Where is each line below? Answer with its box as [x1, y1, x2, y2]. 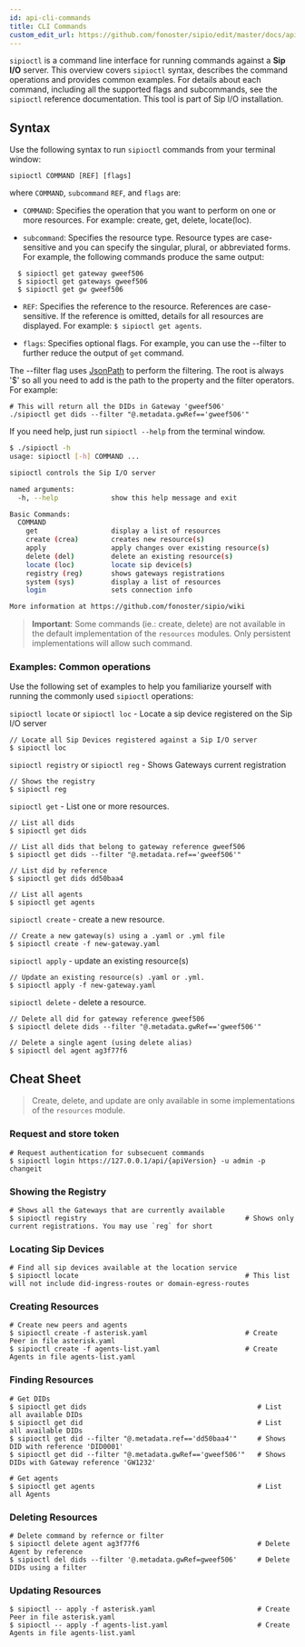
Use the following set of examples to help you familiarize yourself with [9, 681, 272, 692]
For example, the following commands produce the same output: [22, 252, 265, 263]
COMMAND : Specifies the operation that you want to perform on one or [22, 205, 277, 216]
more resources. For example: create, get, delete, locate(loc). [22, 215, 252, 225]
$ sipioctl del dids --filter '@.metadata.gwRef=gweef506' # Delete [9, 1555, 290, 1564]
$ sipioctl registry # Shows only [9, 1213, 295, 1223]
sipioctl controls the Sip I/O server [9, 468, 156, 477]
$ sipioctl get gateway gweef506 [17, 269, 144, 278]
